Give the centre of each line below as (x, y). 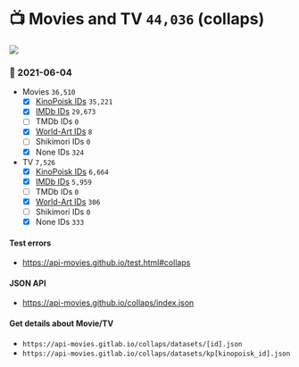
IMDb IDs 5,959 (63, 181)
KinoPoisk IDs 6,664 (72, 171)
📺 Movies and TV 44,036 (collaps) (137, 19)
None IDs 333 (60, 221)
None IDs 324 (60, 152)
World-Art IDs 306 (68, 201)
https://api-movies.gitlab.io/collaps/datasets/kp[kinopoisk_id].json (156, 354)
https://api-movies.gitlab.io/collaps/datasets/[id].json (132, 344)
